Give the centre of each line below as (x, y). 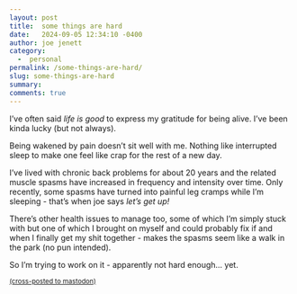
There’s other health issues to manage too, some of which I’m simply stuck (148, 218)
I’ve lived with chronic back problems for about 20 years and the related (143, 173)
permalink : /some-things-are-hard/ (76, 68)
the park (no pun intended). (60, 247)
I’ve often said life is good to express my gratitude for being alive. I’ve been (148, 119)
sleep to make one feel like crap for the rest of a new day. (116, 155)
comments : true (38, 93)
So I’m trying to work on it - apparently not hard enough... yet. (124, 264)
